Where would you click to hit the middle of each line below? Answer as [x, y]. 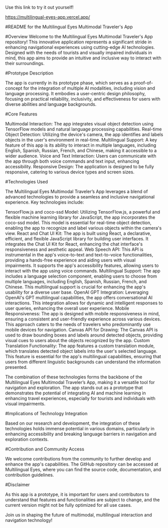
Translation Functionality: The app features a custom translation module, [80, 346]
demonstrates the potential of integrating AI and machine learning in [76, 393]
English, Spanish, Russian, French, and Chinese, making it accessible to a [81, 150]
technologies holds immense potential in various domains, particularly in [80, 428]
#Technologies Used [27, 182]
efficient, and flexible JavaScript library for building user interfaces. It [77, 239]
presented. [16, 367]
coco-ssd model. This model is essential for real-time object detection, [78, 223]
